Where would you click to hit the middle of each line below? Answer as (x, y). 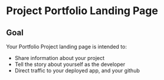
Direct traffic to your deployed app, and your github (77, 71)
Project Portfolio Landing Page (82, 11)
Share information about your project (60, 58)
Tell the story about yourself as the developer (70, 64)
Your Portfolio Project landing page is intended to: (66, 46)
